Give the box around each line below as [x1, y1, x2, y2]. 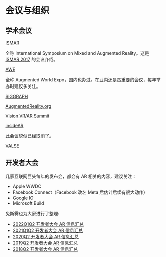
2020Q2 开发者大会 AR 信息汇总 [12, 233, 79, 239]
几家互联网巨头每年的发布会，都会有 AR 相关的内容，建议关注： [5, 173, 137, 179]
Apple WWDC [12, 183, 42, 189]
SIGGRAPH [5, 94, 28, 99]
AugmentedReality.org [5, 103, 52, 109]
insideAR [5, 123, 24, 128]
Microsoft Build [12, 200, 44, 206]
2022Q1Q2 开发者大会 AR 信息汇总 [12, 221, 84, 227]
